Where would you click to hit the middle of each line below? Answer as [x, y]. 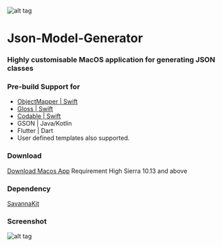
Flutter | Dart [35, 131]
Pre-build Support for [44, 87]
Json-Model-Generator [75, 38]
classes [20, 69]
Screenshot [27, 221]
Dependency [29, 189]
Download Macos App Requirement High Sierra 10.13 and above [97, 171]
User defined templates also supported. [73, 138]
